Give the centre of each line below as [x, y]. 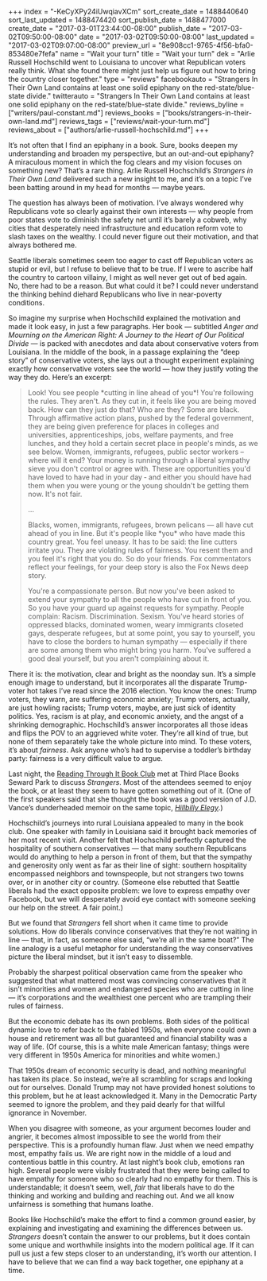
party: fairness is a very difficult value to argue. [85, 758]
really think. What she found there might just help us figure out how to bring [132, 70]
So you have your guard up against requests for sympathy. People [136, 608]
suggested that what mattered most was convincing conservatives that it [127, 980]
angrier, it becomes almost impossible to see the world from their [115, 1137]
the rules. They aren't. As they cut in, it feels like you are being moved [142, 401]
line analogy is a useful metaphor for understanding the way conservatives [131, 948]
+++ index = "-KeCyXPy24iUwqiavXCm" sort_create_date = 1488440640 [128, 12]
